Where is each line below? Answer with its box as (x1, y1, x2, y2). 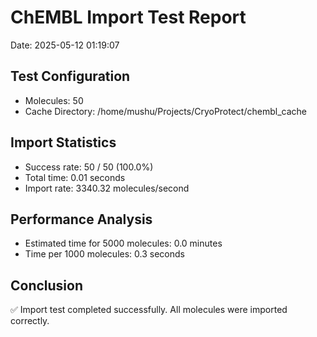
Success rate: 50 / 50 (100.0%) (24, 161, 154, 173)
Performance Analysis (10, 211, 153, 228)
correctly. (10, 315, 50, 327)
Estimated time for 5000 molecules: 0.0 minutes (24, 237, 223, 250)
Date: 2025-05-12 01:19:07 (10, 39, 120, 51)
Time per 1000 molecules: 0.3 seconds (24, 248, 185, 260)
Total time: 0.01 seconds (24, 171, 126, 183)
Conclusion (10, 277, 84, 294)
